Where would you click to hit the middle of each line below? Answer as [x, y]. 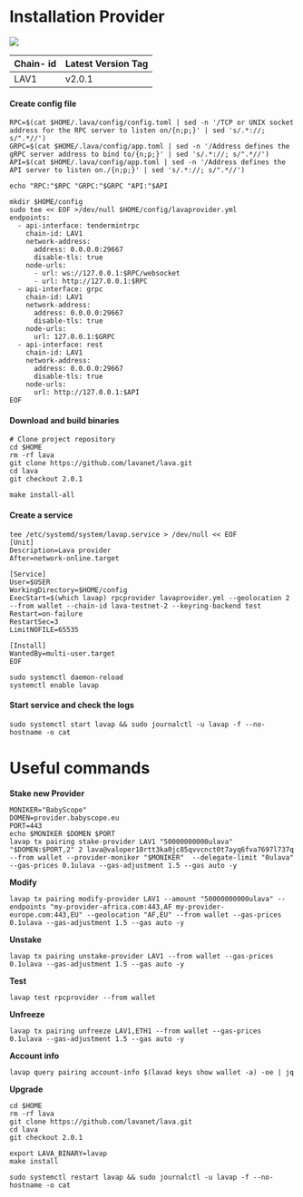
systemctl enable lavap [54, 685]
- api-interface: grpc [60, 289]
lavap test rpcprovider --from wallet [83, 997]
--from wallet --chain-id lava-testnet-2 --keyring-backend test [135, 606]
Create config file [43, 103]
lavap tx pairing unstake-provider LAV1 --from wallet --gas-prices [142, 956]
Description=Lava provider [60, 550]
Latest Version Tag [107, 63]
